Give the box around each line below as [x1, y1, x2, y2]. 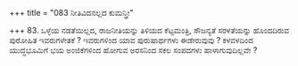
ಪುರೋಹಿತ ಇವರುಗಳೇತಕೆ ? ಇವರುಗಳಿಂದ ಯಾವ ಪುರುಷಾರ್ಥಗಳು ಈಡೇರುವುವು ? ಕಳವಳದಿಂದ [9, 35, 254, 45]
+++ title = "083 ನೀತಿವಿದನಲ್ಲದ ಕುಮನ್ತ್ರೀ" [9, 8, 134, 18]
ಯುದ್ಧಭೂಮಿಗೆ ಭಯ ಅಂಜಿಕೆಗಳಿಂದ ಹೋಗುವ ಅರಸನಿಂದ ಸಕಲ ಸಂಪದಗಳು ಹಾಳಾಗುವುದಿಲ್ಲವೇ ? [9, 45, 258, 55]
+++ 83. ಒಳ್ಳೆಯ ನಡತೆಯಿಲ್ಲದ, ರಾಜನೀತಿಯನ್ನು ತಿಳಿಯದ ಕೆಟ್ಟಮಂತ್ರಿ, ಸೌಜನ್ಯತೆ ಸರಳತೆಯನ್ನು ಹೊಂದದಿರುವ [9, 26, 290, 35]
